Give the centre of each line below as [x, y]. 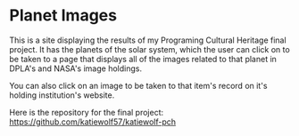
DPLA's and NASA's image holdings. [76, 68]
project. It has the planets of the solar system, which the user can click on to [149, 49]
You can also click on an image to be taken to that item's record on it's [138, 85]
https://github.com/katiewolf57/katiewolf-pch [93, 122]
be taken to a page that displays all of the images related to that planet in [143, 59]
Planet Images [63, 16]
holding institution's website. [62, 95]
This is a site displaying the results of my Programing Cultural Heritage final [148, 40]
